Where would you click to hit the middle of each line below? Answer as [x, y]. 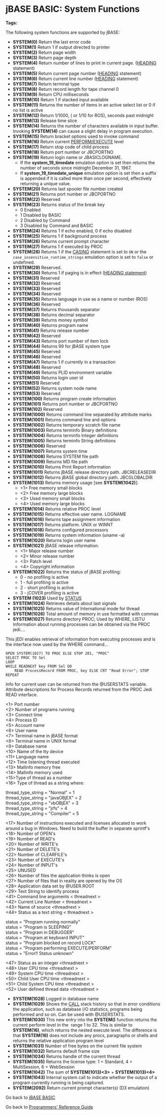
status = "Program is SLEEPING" [38, 927]
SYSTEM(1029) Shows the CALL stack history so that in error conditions [86, 1004]
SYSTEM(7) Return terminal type [46, 84]
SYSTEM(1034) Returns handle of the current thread [66, 1056]
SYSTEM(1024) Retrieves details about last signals [64, 603]
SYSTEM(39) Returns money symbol [50, 320]
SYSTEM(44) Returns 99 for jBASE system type [61, 346]
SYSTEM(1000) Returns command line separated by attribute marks [82, 414]
